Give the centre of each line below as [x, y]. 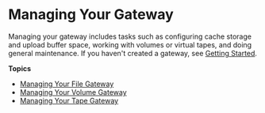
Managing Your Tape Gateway [69, 100]
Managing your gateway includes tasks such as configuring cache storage [130, 36]
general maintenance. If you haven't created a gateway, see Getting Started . [133, 53]
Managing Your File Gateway [67, 84]
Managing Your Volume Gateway [73, 92]
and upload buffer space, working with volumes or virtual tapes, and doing [130, 44]
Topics [20, 68]
